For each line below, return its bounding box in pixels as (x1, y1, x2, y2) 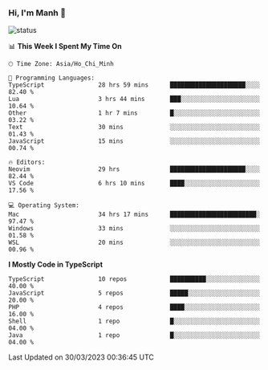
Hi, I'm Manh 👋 (8, 7, 67, 18)
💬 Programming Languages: (8, 74, 95, 83)
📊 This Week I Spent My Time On (8, 42, 122, 51)
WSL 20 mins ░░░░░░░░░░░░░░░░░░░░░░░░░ (8, 238, 261, 247)
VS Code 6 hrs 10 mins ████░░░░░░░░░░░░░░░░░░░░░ (8, 180, 261, 188)
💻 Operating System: (8, 201, 80, 209)
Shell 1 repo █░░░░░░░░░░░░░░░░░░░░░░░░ (8, 317, 261, 326)
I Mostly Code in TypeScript (8, 260, 103, 270)
